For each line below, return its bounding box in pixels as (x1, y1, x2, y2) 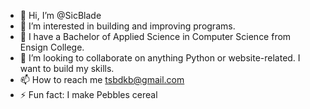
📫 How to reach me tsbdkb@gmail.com (19, 74, 185, 85)
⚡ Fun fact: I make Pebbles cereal (19, 89, 158, 100)
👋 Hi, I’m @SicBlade (19, 10, 102, 21)
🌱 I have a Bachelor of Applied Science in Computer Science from (19, 31, 292, 42)
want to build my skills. (19, 63, 115, 74)
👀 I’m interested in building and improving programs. (19, 20, 236, 32)
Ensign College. (19, 41, 85, 53)
